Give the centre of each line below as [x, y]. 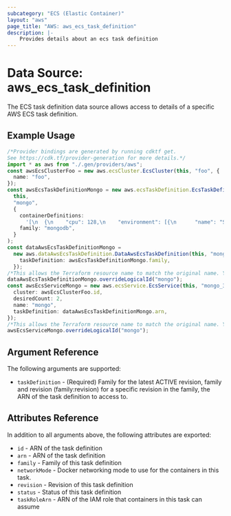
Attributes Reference [53, 418]
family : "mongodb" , [47, 228]
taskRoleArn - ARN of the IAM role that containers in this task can [110, 499]
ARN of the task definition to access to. [73, 397]
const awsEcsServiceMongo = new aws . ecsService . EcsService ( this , [102, 286]
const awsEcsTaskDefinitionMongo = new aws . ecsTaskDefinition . [100, 190]
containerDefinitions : [52, 215]
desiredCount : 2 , [38, 299]
